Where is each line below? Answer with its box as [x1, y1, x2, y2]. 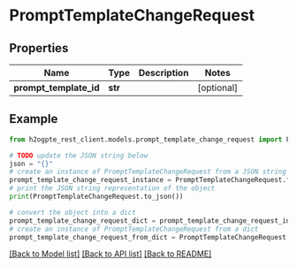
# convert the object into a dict [9, 208, 137, 217]
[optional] [197, 81, 239, 94]
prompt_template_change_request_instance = [9, 176, 172, 185]
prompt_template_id [13, 81, 100, 94]
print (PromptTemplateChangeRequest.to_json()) [9, 192, 184, 202]
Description [138, 67, 189, 79]
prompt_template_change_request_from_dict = [9, 233, 176, 241]
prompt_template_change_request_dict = [9, 216, 156, 225]
